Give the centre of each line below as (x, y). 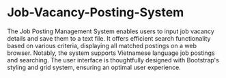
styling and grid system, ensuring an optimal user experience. (94, 67)
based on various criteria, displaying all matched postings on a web (102, 45)
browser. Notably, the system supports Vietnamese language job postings (111, 53)
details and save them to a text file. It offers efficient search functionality (109, 38)
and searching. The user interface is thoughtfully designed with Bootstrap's (113, 60)
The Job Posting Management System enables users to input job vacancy (111, 31)
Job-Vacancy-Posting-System (96, 13)
